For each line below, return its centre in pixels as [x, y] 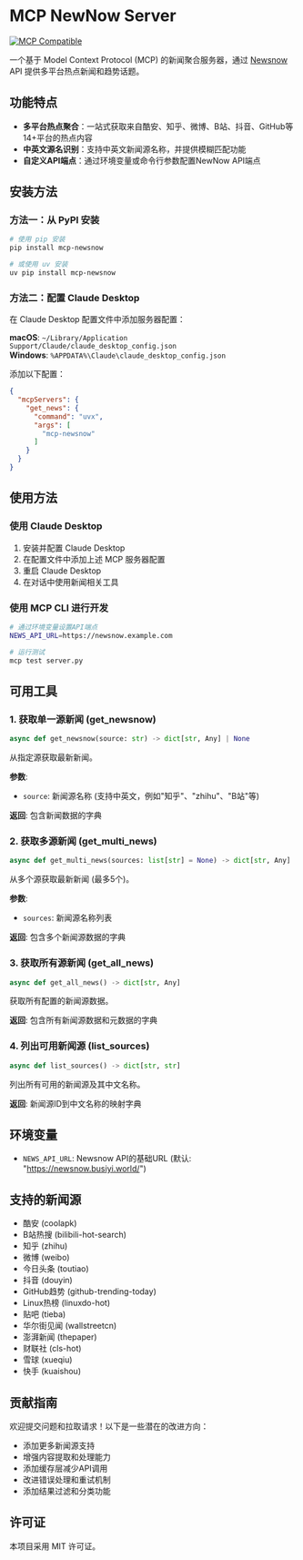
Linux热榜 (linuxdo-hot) [66, 1303]
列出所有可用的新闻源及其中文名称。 [77, 1084]
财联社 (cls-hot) [52, 1349]
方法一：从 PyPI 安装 [55, 220]
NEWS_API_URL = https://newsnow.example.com [91, 635]
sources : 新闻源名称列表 [67, 918]
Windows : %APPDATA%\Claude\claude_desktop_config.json [117, 355]
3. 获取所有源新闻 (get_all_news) [82, 963]
